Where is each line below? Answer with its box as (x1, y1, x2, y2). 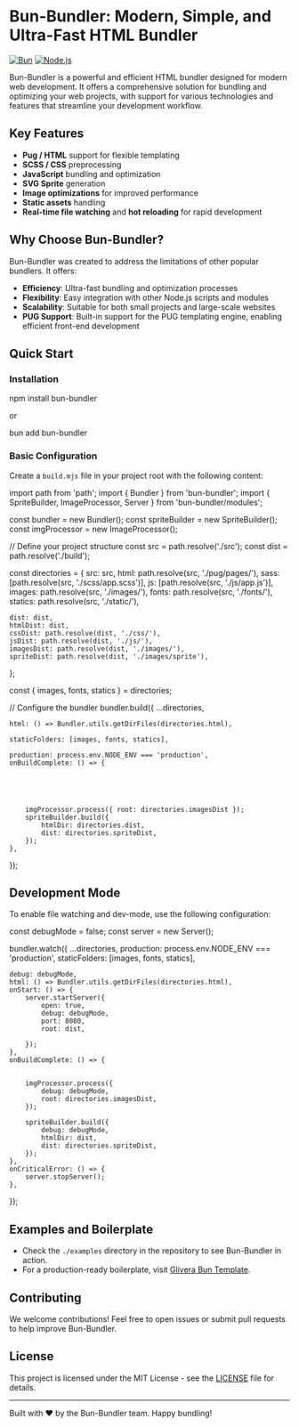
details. (9, 1382, 36, 1392)
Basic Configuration (9, 450, 98, 462)
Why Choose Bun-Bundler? (9, 232, 165, 247)
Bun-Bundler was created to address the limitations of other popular (9, 255, 260, 266)
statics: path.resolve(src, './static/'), (9, 596, 140, 606)
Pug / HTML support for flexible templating (21, 150, 180, 160)
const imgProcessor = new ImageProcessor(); (9, 523, 178, 534)
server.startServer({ (25, 993, 105, 1002)
